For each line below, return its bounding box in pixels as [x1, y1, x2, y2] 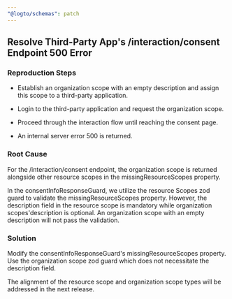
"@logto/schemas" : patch [7, 10, 80, 17]
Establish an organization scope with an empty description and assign [17, 84, 219, 92]
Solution [7, 233, 37, 243]
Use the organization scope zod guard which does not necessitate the [7, 256, 210, 265]
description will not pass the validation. [7, 216, 120, 224]
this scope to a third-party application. [17, 92, 128, 100]
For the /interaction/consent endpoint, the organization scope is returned [7, 165, 217, 173]
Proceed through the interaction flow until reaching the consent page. [17, 118, 219, 126]
